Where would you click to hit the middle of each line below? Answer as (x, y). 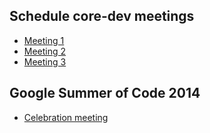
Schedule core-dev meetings (102, 16)
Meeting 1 (44, 40)
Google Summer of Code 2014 (105, 93)
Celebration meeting (66, 117)
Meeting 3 (45, 61)
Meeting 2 (45, 51)
